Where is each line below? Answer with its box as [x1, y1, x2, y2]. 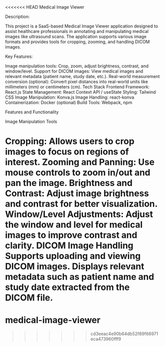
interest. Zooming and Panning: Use [5, 157, 155, 168]
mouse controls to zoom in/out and [5, 167, 151, 178]
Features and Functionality [5, 109, 59, 115]
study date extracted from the [5, 282, 130, 293]
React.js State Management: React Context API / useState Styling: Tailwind [5, 89, 156, 95]
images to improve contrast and [5, 230, 137, 241]
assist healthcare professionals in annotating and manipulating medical [5, 28, 149, 34]
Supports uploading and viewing [5, 250, 141, 262]
